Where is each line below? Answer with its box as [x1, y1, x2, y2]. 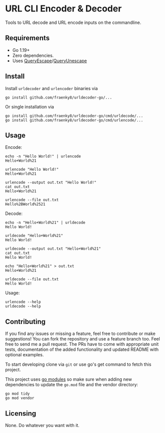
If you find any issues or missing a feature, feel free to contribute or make [5, 330, 156, 336]
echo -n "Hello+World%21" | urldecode [5, 220, 85, 225]
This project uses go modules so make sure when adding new [5, 376, 132, 382]
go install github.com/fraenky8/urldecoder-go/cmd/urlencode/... [5, 117, 143, 122]
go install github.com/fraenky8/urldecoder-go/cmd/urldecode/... [5, 113, 143, 118]
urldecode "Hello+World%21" [5, 233, 64, 238]
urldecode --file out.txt [5, 277, 59, 282]
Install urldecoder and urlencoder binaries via [5, 85, 98, 91]
